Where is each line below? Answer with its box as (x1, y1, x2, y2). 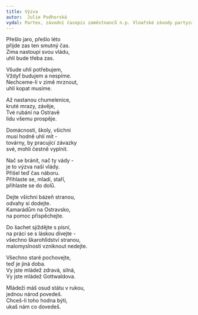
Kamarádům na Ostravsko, (6, 206, 71, 213)
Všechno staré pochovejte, (6, 254, 71, 261)
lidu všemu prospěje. (6, 115, 57, 122)
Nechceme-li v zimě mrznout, (6, 79, 78, 86)
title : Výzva (6, 8, 38, 15)
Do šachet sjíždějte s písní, (6, 224, 71, 231)
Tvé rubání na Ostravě (6, 109, 60, 116)
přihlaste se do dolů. (6, 182, 56, 189)
